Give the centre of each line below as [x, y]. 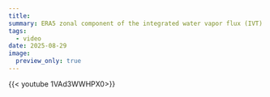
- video [29, 38]
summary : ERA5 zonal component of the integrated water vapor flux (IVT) [136, 23]
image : [19, 53]
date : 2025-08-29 [38, 46]
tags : [17, 31]
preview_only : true [49, 61]
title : [19, 16]
